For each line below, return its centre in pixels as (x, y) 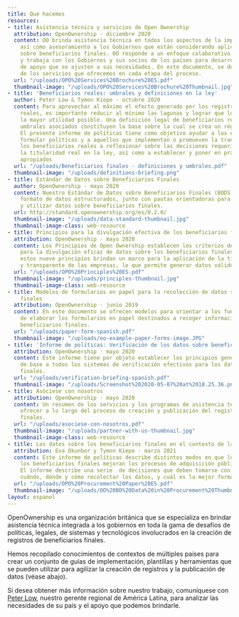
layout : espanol (31, 497)
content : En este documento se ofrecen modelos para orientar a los (117, 312)
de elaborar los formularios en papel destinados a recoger (111, 318)
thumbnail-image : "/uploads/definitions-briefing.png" (97, 173)
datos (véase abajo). (37, 576)
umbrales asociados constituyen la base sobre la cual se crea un (121, 126)
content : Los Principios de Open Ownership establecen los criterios (119, 246)
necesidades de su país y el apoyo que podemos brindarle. (94, 605)
